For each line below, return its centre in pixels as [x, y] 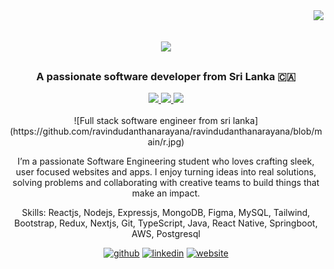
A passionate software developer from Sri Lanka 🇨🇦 [166, 77]
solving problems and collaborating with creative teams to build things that [166, 183]
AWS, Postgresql [166, 234]
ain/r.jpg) [166, 142]
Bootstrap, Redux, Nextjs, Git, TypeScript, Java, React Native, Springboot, [166, 223]
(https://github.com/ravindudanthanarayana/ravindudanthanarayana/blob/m [166, 131]
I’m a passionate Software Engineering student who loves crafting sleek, [166, 161]
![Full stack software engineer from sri [152, 121]
